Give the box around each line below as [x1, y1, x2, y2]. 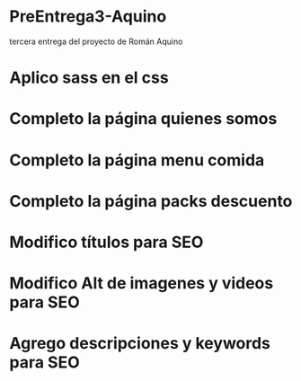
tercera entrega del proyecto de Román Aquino [9, 36, 183, 47]
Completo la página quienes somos [9, 109, 278, 129]
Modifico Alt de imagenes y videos [9, 273, 274, 294]
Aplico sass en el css [9, 67, 169, 88]
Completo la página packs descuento [9, 190, 293, 211]
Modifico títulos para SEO [9, 232, 204, 253]
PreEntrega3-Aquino [9, 6, 167, 27]
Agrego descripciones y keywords [9, 333, 271, 354]
